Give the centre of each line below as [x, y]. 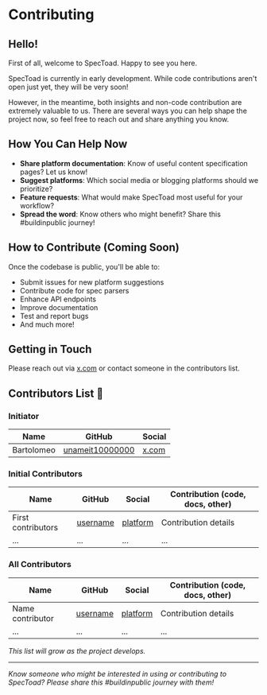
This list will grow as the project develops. [77, 650]
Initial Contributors [46, 474]
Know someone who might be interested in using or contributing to [118, 674]
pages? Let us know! [54, 172]
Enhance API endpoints [58, 299]
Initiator [24, 416]
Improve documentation [59, 307]
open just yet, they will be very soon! [68, 87]
